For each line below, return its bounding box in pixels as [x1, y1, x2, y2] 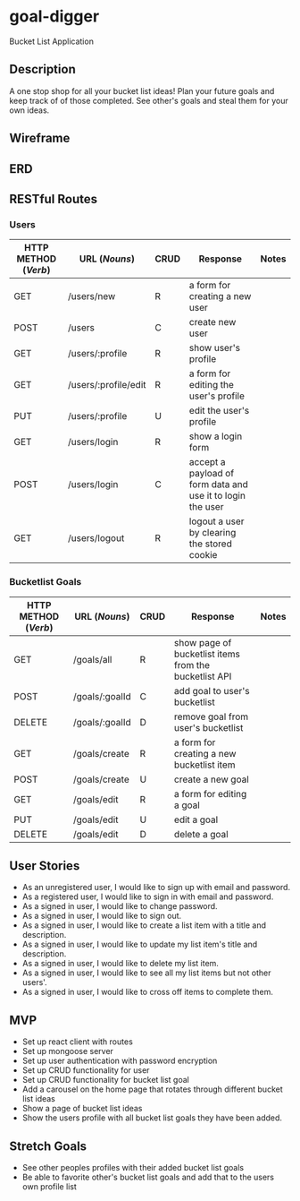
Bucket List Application [9, 36, 94, 47]
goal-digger [9, 6, 100, 27]
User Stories [9, 858, 80, 873]
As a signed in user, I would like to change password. [21, 901, 218, 912]
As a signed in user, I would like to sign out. [21, 911, 182, 922]
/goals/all [72, 653, 112, 665]
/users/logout [68, 532, 125, 545]
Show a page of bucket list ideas [21, 1103, 143, 1114]
